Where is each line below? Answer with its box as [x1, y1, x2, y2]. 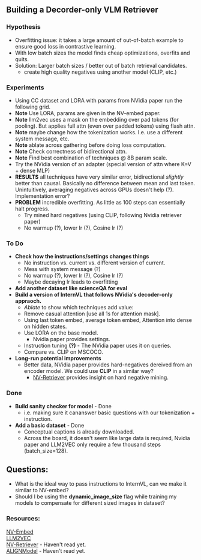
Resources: [6, 514, 40, 523]
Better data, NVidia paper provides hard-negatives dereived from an [23, 361, 193, 368]
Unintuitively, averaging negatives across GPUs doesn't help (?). [14, 186, 174, 193]
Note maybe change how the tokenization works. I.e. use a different [14, 128, 183, 136]
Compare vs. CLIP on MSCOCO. [23, 348, 103, 356]
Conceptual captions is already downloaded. [23, 428, 134, 435]
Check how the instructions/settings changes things [14, 253, 149, 260]
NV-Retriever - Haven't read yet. [6, 541, 86, 548]
